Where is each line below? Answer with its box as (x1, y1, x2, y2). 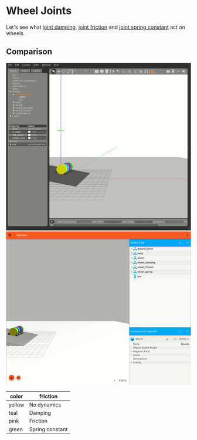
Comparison (6, 47, 53, 57)
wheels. (6, 29, 25, 36)
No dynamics (29, 401, 62, 408)
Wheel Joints (6, 4, 72, 18)
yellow (8, 401, 25, 408)
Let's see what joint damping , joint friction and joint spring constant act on (6, 23, 186, 31)
